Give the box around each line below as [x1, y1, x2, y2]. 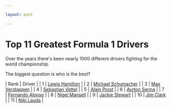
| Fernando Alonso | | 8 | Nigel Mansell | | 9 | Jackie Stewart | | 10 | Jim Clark [5, 92, 166, 98]
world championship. [5, 61, 50, 67]
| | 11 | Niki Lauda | [5, 97, 44, 103]
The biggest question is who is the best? [5, 71, 90, 77]
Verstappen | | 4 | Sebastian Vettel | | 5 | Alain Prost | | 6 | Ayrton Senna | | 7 [5, 86, 165, 92]
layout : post [5, 12, 33, 17]
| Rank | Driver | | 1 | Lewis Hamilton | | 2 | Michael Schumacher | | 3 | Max [5, 80, 161, 87]
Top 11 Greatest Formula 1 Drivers [5, 38, 149, 50]
